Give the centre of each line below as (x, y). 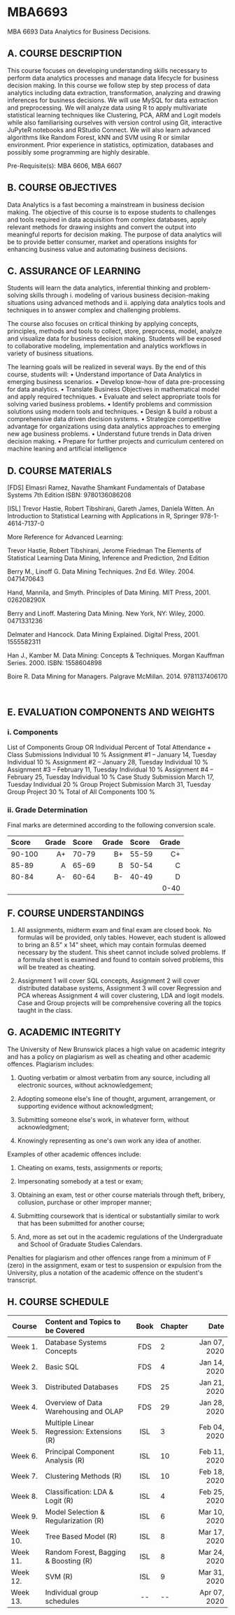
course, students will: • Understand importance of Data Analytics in (105, 374)
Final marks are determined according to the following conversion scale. (111, 825)
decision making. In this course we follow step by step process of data (109, 85)
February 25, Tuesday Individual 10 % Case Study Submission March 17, (111, 776)
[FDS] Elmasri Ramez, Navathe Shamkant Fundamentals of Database (106, 488)
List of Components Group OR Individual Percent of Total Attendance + (109, 747)
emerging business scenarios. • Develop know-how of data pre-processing (116, 382)
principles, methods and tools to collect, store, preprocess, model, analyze (115, 331)
